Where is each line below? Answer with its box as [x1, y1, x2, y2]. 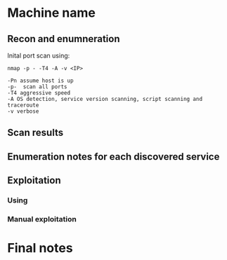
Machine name [7, 5, 96, 21]
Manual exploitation [7, 214, 77, 224]
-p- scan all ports [7, 83, 68, 90]
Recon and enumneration [7, 33, 120, 45]
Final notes [7, 240, 73, 256]
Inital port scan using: [7, 51, 70, 60]
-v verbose [7, 108, 39, 115]
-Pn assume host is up [7, 77, 74, 84]
